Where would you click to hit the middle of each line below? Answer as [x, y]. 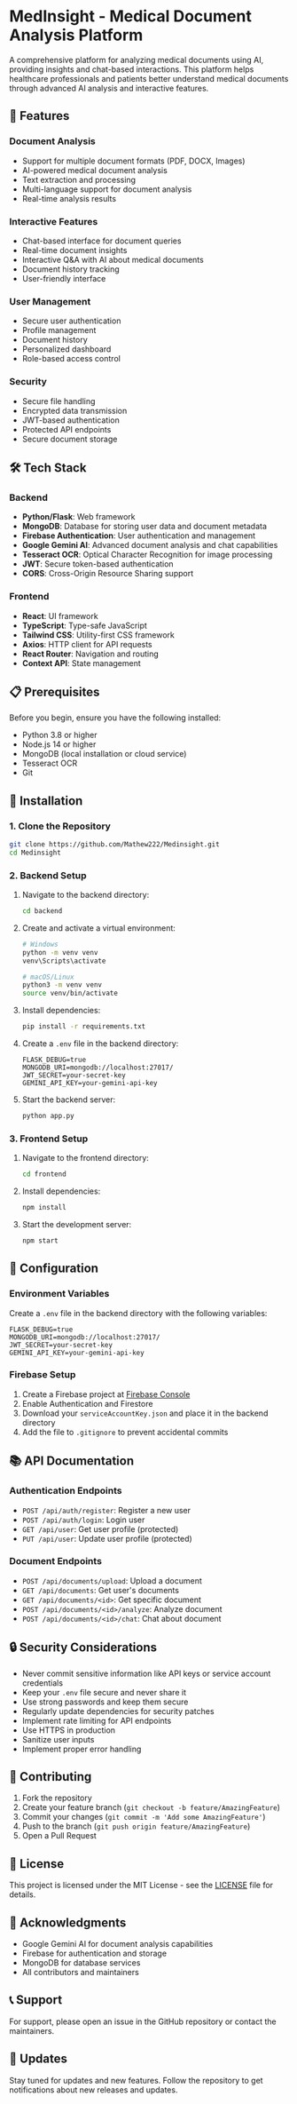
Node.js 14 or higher [59, 744]
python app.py [48, 1116]
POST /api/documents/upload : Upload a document [112, 1580]
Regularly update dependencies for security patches [118, 1711]
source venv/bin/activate [70, 993]
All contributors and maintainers [80, 1973]
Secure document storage [70, 439]
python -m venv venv [60, 952]
